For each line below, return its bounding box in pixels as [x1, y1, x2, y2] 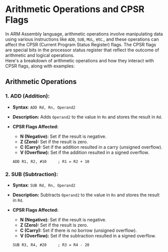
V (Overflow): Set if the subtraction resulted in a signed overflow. [20, 232, 156, 238]
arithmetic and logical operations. [5, 52, 74, 58]
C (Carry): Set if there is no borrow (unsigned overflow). [20, 227, 137, 233]
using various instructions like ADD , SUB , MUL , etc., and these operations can [5, 36, 159, 42]
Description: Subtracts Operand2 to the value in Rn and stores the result [12, 192, 160, 198]
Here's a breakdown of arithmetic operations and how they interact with [5, 57, 154, 63]
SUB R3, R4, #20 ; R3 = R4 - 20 [12, 242, 90, 247]
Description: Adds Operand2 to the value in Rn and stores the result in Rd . [12, 114, 162, 120]
